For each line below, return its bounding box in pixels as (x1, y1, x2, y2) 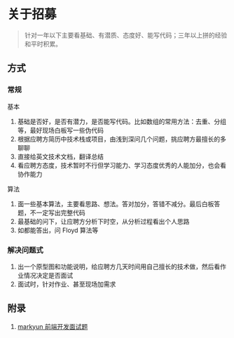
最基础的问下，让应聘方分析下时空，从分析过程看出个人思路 (17, 217, 190, 225)
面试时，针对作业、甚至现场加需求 (17, 280, 116, 288)
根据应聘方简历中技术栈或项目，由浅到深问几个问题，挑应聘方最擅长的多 (17, 135, 226, 143)
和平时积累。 (24, 39, 62, 48)
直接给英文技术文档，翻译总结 (17, 152, 104, 161)
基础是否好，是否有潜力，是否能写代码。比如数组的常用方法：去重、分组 (17, 117, 226, 126)
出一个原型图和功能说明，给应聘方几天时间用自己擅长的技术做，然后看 (17, 262, 221, 271)
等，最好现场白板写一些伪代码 (17, 126, 104, 134)
